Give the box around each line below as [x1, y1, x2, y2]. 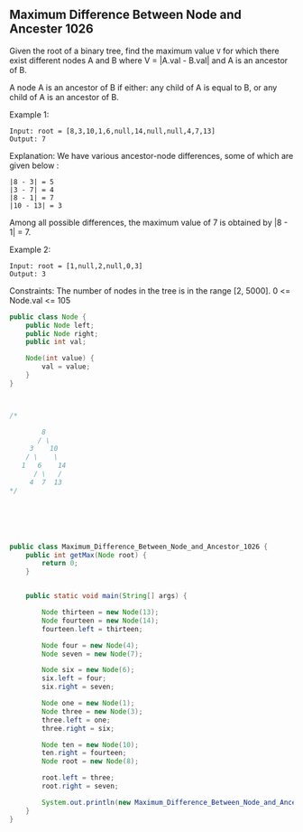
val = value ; [41, 362, 91, 371]
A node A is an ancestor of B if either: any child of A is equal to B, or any [9, 81, 278, 93]
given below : [9, 160, 60, 171]
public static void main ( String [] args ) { [25, 592, 188, 601]
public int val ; [25, 338, 87, 347]
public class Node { [9, 312, 87, 322]
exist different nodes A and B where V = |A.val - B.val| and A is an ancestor [9, 54, 289, 66]
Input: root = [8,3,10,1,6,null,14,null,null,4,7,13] [9, 126, 216, 136]
